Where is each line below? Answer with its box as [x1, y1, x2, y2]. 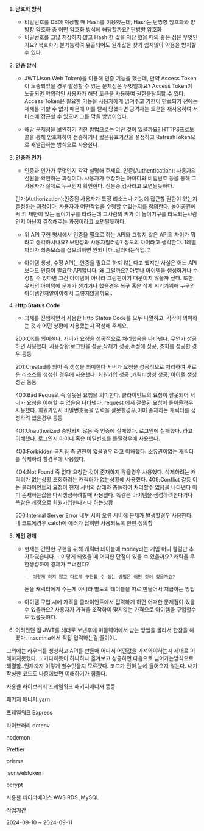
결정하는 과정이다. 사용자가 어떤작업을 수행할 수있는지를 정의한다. [15, 203, 171, 210]
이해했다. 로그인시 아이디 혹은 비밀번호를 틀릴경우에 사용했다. [15, 435, 160, 442]
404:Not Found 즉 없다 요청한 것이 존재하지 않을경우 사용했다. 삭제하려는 [15, 468, 190, 476]
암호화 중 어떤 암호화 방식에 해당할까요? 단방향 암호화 [35, 26, 163, 33]
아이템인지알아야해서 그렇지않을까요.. [24, 290, 113, 297]
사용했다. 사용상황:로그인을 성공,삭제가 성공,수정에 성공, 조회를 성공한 [26, 343, 191, 349]
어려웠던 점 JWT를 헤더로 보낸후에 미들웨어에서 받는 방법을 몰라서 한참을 [15, 627, 188, 633]
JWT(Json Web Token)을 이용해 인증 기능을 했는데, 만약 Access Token [24, 75, 197, 82]
